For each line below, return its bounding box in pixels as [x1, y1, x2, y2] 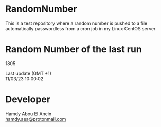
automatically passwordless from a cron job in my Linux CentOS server [5, 25, 156, 31]
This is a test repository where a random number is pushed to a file [5, 20, 148, 26]
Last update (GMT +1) [5, 70, 51, 76]
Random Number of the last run [5, 44, 142, 55]
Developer [5, 94, 50, 105]
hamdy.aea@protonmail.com [5, 116, 66, 122]
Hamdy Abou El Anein [5, 111, 52, 117]
